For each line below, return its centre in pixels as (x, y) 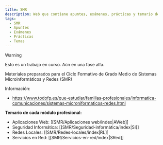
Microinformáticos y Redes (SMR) (39, 79)
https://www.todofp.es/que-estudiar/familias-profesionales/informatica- (84, 98)
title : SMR (16, 9)
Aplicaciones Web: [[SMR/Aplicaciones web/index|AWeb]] (70, 122)
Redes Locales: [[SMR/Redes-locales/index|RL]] (60, 132)
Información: (18, 89)
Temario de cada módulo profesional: (43, 112)
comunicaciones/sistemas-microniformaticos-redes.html (69, 103)
